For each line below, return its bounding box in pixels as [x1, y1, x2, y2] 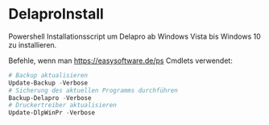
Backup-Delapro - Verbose [8, 94, 92, 102]
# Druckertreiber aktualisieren [8, 102, 117, 110]
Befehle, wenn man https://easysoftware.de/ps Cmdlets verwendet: [8, 56, 234, 65]
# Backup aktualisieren [8, 71, 89, 79]
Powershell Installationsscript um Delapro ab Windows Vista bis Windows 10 [8, 31, 261, 41]
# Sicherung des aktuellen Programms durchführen [8, 86, 179, 94]
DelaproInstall [8, 5, 105, 23]
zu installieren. [8, 40, 57, 49]
